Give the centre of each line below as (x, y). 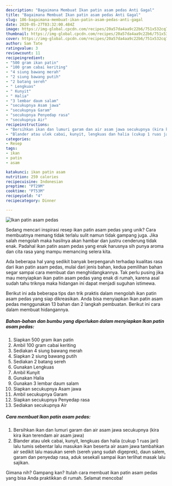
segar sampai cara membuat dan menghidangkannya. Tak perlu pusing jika (85, 272)
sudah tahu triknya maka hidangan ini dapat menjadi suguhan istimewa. (81, 283)
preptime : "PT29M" (25, 186)
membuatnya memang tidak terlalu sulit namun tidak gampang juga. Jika (82, 235)
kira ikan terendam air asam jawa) (49, 435)
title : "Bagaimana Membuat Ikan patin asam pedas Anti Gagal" (73, 15)
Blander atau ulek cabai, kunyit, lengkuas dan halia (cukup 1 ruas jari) (86, 441)
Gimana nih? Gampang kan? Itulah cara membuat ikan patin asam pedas (82, 472)
